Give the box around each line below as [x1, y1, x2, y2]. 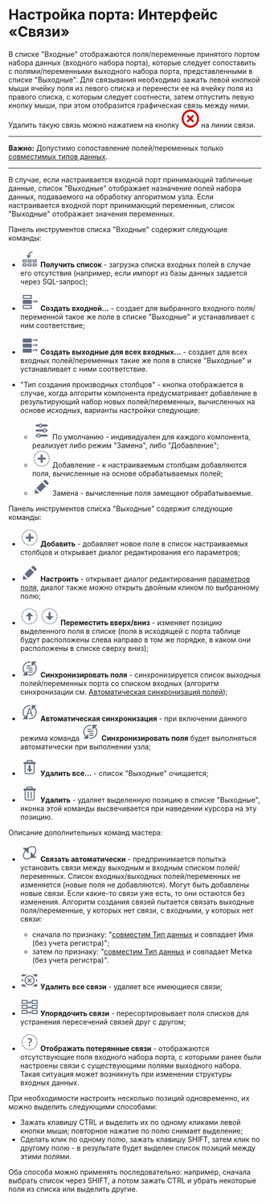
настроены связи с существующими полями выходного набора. [19, 1061, 242, 1070]
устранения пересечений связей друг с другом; [19, 1016, 186, 1026]
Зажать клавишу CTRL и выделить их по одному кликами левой [19, 1117, 241, 1126]
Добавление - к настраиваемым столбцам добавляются [51, 460, 247, 469]
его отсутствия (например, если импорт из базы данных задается [19, 268, 247, 278]
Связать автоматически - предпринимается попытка [39, 854, 227, 864]
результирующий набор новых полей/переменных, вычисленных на [19, 396, 256, 407]
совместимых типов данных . [8, 151, 108, 161]
